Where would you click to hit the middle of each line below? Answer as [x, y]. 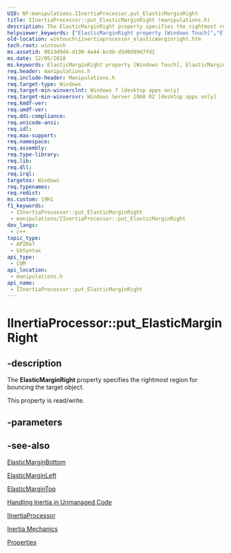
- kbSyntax [25, 251]
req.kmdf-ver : [27, 103]
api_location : [27, 270]
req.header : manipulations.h [49, 71]
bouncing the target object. [46, 388]
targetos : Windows [33, 180]
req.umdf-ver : [27, 110]
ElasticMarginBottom [37, 462]
